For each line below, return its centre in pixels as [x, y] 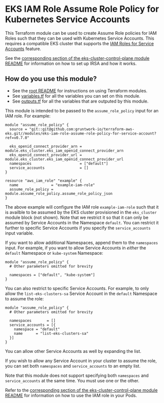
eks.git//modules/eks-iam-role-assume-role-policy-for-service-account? [81, 134]
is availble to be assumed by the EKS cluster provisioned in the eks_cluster [81, 212]
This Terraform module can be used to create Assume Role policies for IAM [81, 33]
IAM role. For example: [28, 116]
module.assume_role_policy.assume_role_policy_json [59, 193]
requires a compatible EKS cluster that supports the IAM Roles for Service [80, 43]
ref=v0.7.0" [17, 138]
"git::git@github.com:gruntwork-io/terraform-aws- [82, 129]
